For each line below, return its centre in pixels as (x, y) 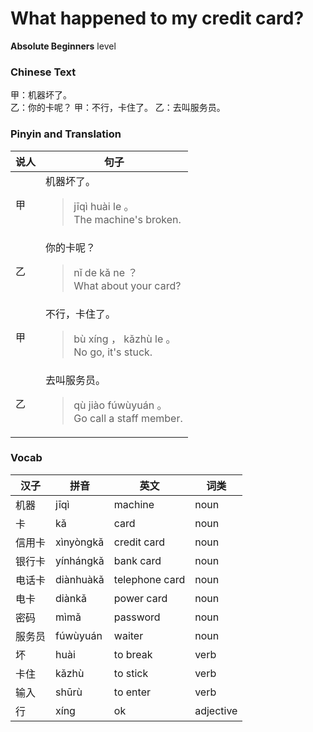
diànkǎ (71, 598)
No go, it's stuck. (113, 352)
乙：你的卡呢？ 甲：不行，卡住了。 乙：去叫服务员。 (118, 108)
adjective (216, 710)
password (137, 617)
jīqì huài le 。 (104, 206)
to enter (132, 692)
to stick (131, 673)
